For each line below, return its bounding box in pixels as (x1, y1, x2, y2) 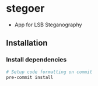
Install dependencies (6, 56, 67, 64)
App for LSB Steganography (14, 21, 82, 28)
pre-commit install (6, 74, 54, 80)
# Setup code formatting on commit (6, 69, 93, 75)
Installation (6, 38, 48, 48)
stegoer (6, 2, 45, 15)
